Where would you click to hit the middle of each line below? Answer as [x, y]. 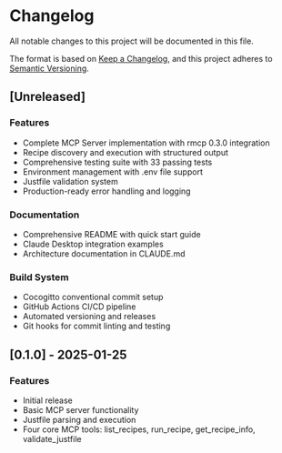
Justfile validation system [70, 181]
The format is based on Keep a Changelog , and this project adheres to [141, 58]
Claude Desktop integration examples [93, 244]
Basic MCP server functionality [81, 409]
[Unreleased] [48, 97]
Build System [40, 277]
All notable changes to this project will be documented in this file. [132, 41]
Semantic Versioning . [49, 68]
